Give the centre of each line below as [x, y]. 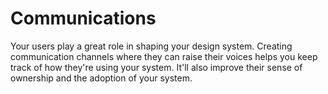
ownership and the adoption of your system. [101, 78]
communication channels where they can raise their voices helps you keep [164, 56]
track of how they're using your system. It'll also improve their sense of [156, 67]
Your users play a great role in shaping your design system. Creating [151, 46]
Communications [83, 18]
